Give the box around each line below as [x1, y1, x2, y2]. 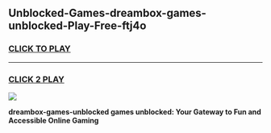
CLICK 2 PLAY [8, 73, 65, 85]
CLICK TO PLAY [8, 44, 71, 55]
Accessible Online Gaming [8, 115, 99, 125]
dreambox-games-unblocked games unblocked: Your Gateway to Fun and [8, 106, 262, 116]
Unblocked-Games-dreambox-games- [8, 6, 207, 20]
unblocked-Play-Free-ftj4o [8, 19, 147, 33]
